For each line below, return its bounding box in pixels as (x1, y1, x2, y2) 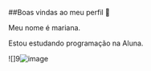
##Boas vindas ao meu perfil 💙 (8, 8, 111, 17)
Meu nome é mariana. (8, 23, 81, 32)
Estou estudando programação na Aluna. (8, 38, 144, 48)
